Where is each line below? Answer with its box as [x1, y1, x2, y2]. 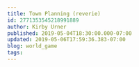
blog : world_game [7, 43, 58, 50]
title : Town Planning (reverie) [7, 10, 101, 17]
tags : [7, 50, 23, 57]
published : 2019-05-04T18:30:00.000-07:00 [7, 29, 132, 37]
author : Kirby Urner [7, 23, 67, 30]
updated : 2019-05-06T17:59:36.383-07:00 [7, 36, 126, 43]
